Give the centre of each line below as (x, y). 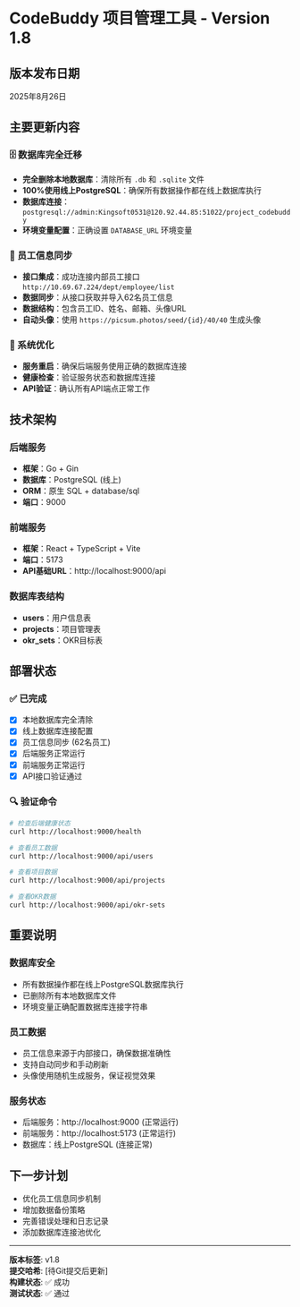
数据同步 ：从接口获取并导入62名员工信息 (98, 297)
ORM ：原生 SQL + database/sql (81, 491)
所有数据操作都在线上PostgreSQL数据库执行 (103, 984)
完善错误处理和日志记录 (65, 1221)
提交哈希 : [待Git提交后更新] (59, 1271)
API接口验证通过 (52, 776)
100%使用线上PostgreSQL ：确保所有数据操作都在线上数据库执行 (142, 190)
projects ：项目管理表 (61, 628)
